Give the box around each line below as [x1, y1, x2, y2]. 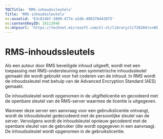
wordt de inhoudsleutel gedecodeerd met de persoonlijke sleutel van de [5, 113, 150, 119]
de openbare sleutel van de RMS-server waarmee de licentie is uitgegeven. [5, 98, 157, 104]
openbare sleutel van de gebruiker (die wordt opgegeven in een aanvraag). [5, 123, 156, 129]
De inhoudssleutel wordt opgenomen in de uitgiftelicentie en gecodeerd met [5, 93, 158, 99]
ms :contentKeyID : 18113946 [5, 21, 60, 26]
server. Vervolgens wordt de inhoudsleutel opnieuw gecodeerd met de [5, 118, 147, 124]
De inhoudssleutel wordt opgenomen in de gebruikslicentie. [5, 128, 125, 135]
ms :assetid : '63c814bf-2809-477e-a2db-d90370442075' [5, 16, 115, 21]
